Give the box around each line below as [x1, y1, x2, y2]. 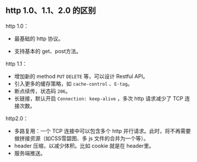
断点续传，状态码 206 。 [14, 88, 71, 95]
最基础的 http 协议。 [14, 35, 63, 42]
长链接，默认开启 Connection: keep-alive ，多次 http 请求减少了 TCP [14, 95, 183, 102]
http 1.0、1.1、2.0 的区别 [5, 5, 96, 16]
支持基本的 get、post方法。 [14, 47, 81, 54]
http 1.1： [5, 60, 28, 67]
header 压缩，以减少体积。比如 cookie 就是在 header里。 [14, 142, 155, 149]
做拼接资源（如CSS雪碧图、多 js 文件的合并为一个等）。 [14, 135, 149, 142]
